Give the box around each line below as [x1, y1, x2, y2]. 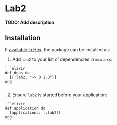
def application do [5, 106, 46, 111]
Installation [5, 34, 41, 42]
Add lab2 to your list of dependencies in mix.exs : [12, 56, 113, 62]
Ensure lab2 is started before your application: [12, 92, 108, 98]
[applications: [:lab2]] [9, 110, 61, 115]
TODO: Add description [5, 19, 55, 25]
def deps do [5, 70, 30, 75]
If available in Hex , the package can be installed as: [5, 46, 110, 52]
